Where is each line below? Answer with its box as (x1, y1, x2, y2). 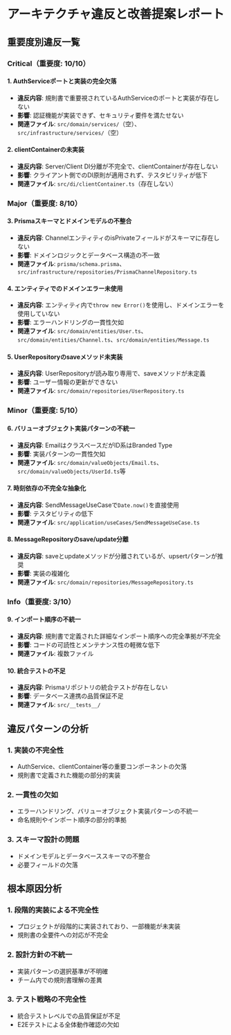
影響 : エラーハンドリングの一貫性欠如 (17, 318, 124, 326)
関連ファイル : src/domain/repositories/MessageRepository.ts (17, 578, 194, 586)
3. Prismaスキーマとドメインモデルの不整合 (7, 217, 132, 225)
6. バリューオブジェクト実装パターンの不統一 (7, 424, 136, 432)
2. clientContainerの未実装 (7, 145, 84, 154)
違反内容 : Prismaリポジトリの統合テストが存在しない (17, 683, 168, 691)
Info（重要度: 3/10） (7, 596, 76, 606)
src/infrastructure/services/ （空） (17, 128, 123, 136)
